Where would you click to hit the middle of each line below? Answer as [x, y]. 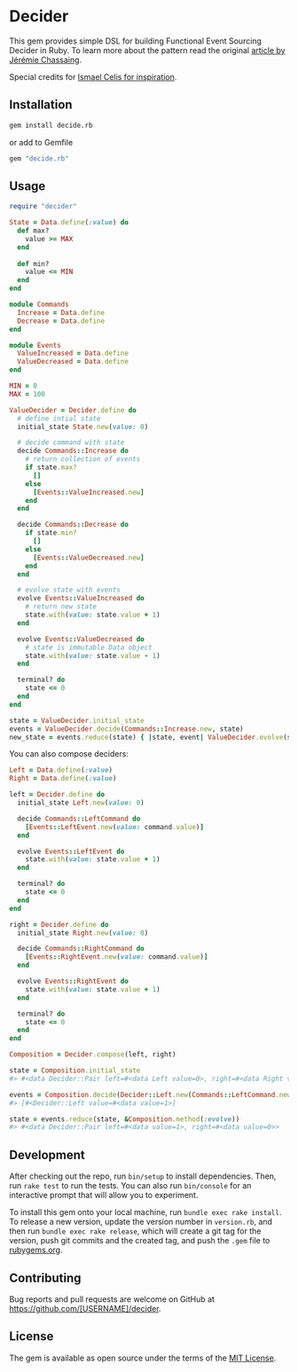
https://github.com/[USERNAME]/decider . [85, 1308]
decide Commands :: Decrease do [73, 525]
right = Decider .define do [59, 924]
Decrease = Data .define [61, 321]
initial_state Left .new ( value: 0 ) [81, 803]
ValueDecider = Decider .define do [73, 410]
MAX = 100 [27, 394]
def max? [33, 231]
